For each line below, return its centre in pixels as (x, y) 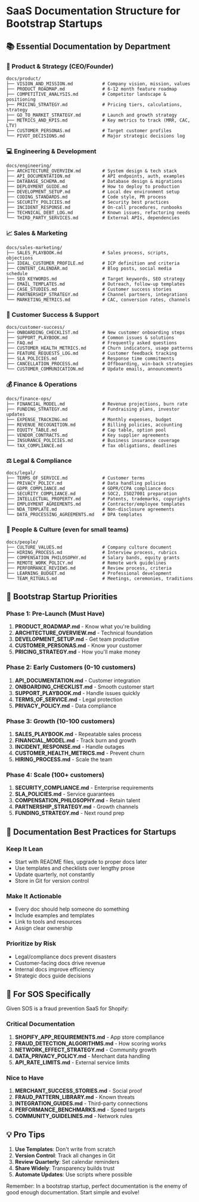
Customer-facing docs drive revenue (60, 963)
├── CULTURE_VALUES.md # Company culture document (89, 547)
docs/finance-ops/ (29, 399)
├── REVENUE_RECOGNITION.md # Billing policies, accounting (94, 425)
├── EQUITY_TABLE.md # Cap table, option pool (86, 430)
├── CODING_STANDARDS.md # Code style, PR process (86, 197)
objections (20, 258)
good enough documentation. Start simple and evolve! (73, 1192)
